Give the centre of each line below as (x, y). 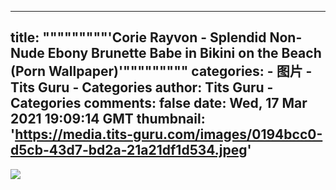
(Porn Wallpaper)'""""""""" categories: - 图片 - (161, 71)
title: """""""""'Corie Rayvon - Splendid (138, 37)
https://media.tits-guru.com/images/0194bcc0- (168, 134)
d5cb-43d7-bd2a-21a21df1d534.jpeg (129, 150)
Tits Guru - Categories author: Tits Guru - (142, 87)
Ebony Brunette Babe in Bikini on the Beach (184, 53)
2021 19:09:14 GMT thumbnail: (108, 119)
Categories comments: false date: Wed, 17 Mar (159, 103)
